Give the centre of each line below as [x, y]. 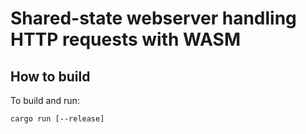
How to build [50, 76]
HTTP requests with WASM [125, 39]
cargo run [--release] [57, 119]
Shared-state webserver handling [153, 18]
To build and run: [45, 100]
